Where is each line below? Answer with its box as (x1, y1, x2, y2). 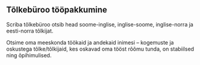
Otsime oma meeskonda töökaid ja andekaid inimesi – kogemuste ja (6, 39, 174, 46)
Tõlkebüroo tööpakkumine (6, 5, 107, 15)
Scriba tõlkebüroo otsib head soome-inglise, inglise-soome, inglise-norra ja (6, 20, 194, 28)
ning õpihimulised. (6, 51, 52, 59)
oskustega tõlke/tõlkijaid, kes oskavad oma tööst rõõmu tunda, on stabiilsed (6, 45, 195, 52)
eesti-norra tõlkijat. (6, 27, 54, 34)
